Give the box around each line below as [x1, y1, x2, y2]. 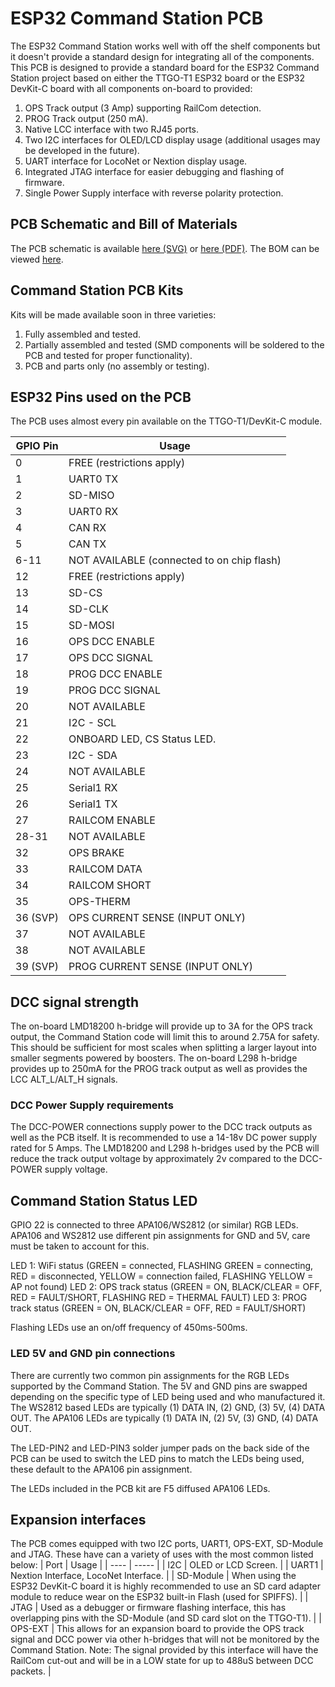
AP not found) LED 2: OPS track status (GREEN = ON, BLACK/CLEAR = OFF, [10, 1281, 323, 1293]
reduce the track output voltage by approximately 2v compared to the [10, 1153, 298, 1165]
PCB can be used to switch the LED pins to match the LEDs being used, [10, 1452, 305, 1464]
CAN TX [68, 537, 107, 551]
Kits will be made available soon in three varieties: [10, 308, 217, 321]
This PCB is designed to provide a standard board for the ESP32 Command [10, 61, 320, 73]
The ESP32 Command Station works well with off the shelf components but [10, 40, 321, 52]
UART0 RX [68, 505, 119, 519]
